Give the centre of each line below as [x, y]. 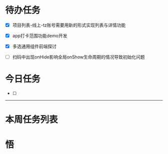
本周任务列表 [32, 120]
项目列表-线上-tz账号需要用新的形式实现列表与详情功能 [69, 25]
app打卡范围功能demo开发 [40, 36]
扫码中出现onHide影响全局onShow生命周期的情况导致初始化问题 [78, 57]
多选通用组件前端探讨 [34, 46]
